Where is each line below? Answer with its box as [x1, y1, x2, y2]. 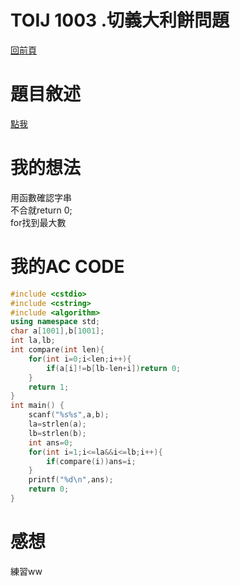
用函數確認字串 [10, 191, 72, 203]
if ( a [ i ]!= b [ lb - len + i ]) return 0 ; [46, 363, 182, 373]
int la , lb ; [10, 336, 56, 346]
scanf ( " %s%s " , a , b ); [28, 410, 110, 420]
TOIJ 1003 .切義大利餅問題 [10, 9, 230, 32]
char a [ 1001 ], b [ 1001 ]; [10, 326, 105, 336]
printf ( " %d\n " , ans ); [28, 475, 114, 485]
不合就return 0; [10, 204, 73, 216]
